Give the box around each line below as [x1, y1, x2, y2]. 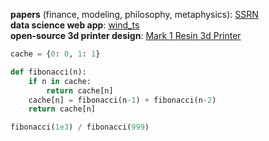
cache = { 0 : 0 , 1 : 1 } [10, 49, 101, 59]
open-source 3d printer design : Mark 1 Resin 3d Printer [10, 30, 242, 41]
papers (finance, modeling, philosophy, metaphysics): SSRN [10, 9, 259, 20]
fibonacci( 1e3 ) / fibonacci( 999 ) [10, 122, 150, 133]
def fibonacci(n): [10, 67, 87, 77]
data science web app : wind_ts [10, 19, 140, 31]
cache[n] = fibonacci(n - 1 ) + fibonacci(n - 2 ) [28, 95, 217, 105]
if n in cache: [28, 76, 92, 86]
